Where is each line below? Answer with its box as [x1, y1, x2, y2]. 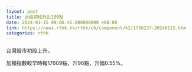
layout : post [6, 8, 38, 15]
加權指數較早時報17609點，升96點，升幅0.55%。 [6, 60, 126, 67]
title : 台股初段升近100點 [6, 14, 64, 20]
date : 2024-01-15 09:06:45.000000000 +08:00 [6, 19, 118, 25]
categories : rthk [6, 30, 49, 36]
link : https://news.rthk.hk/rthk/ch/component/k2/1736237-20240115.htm [6, 25, 186, 31]
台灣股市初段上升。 [6, 47, 53, 54]
